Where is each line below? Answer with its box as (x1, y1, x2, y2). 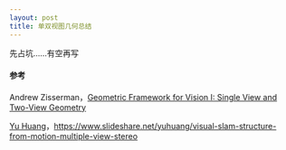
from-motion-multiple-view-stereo (9, 130, 138, 141)
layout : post (9, 13, 59, 23)
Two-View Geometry (9, 101, 87, 113)
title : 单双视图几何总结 (9, 22, 92, 31)
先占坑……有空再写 (9, 47, 80, 59)
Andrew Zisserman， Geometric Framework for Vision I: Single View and (9, 91, 278, 102)
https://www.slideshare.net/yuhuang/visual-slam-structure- (53, 120, 277, 131)
